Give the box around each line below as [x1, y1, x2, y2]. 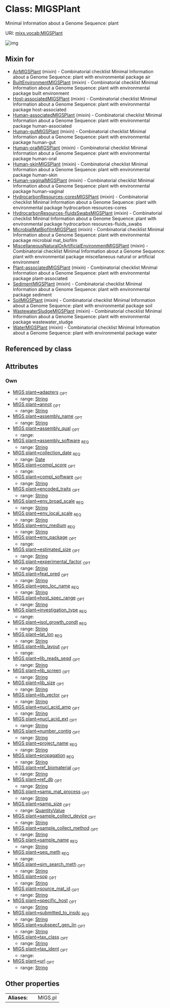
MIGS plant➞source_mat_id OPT [12, 885, 80, 893]
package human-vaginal [12, 188, 64, 194]
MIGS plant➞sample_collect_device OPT [12, 813, 96, 820]
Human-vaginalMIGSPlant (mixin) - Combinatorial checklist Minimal [12, 177, 155, 183]
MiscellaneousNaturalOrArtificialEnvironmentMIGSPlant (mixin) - [12, 242, 149, 249]
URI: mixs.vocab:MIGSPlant [5, 30, 63, 36]
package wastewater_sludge [12, 319, 73, 325]
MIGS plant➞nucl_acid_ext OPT [12, 716, 78, 723]
